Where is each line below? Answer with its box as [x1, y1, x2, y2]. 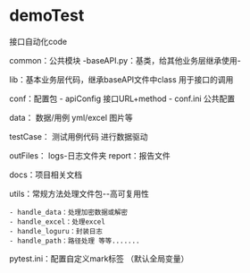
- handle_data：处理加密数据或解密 [9, 208, 128, 217]
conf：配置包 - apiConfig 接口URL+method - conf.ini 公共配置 [9, 93, 236, 104]
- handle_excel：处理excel [9, 217, 105, 226]
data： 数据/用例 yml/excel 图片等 [9, 112, 134, 123]
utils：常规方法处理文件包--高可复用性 [9, 188, 149, 199]
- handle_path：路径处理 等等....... [9, 236, 140, 245]
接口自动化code [9, 36, 68, 47]
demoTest [9, 5, 85, 26]
